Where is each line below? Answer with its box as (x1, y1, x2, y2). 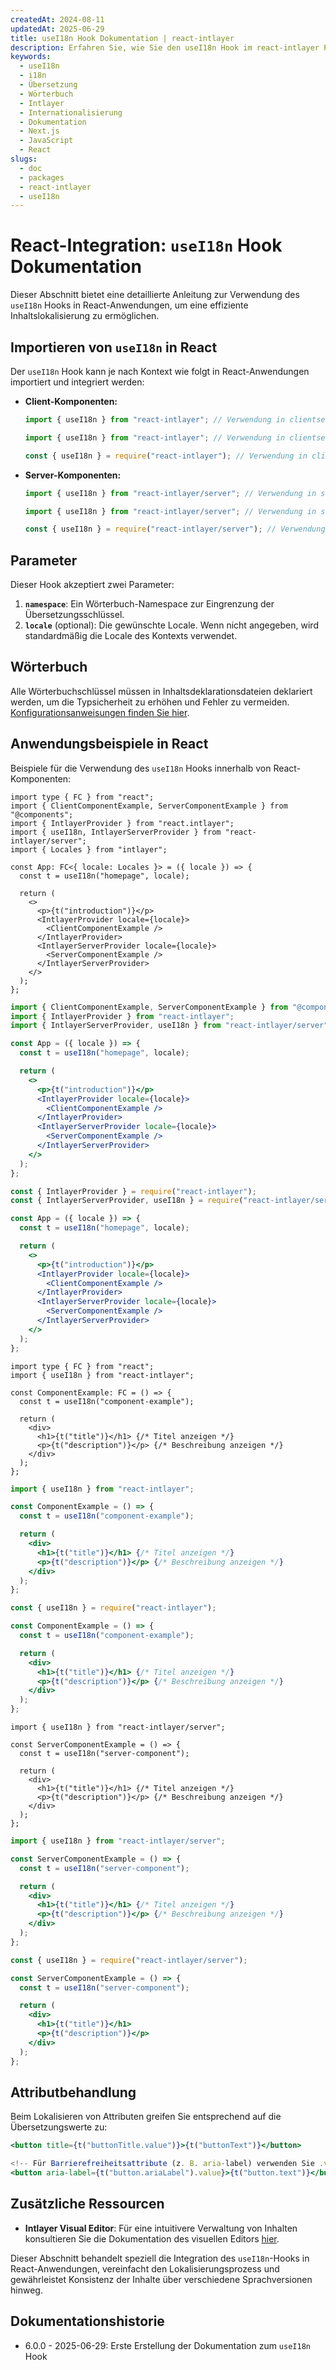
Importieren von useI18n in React (10, 339, 218, 356)
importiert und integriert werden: (10, 376, 145, 388)
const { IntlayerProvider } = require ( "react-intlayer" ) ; (10, 1186, 257, 1196)
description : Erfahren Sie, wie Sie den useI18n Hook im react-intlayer (10, 42, 320, 53)
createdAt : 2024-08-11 (10, 14, 105, 25)
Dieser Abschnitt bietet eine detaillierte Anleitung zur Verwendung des (10, 289, 300, 301)
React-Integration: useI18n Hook (10, 234, 283, 257)
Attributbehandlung (10, 2084, 137, 2101)
